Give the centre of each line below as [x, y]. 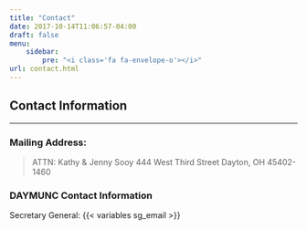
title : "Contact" [42, 18]
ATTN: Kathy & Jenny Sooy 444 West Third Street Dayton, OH [148, 162]
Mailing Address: [48, 142]
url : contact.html [44, 69]
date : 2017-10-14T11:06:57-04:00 [73, 26]
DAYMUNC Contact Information [81, 195]
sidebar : [42, 52]
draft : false [34, 35]
